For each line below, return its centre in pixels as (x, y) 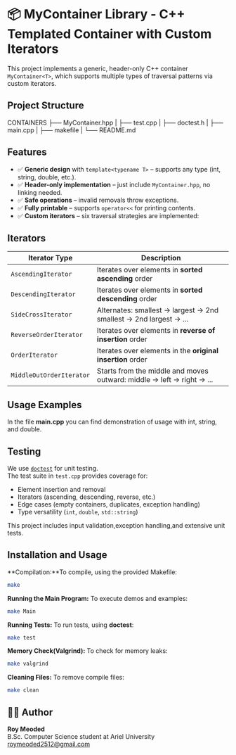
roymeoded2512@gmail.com (48, 744)
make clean (23, 690)
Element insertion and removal (61, 489)
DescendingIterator (43, 294)
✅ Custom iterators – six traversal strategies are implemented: (108, 215)
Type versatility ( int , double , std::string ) (78, 512)
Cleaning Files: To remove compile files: (66, 678)
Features (27, 152)
